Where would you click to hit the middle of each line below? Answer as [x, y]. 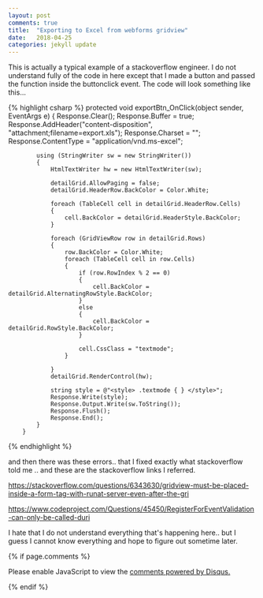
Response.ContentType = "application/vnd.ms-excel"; [96, 141]
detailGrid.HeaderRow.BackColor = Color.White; [130, 190]
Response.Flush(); [80, 411]
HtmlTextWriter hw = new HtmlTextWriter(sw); [126, 170]
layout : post [30, 15]
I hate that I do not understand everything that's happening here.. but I [122, 533]
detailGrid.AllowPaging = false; [105, 183]
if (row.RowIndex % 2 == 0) [124, 273]
